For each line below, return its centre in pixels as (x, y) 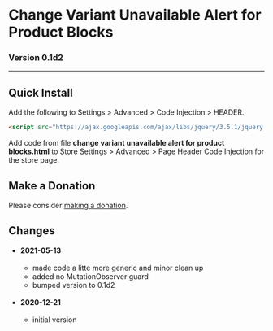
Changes (32, 231)
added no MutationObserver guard (90, 276)
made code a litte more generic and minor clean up (118, 268)
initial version (54, 320)
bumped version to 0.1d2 (74, 285)
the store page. (34, 160)
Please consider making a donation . (68, 205)
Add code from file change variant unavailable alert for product (117, 143)
